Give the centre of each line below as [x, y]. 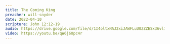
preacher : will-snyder [29, 15]
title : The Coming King [30, 10]
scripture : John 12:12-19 [32, 24]
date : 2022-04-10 [24, 19]
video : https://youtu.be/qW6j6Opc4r [44, 33]
